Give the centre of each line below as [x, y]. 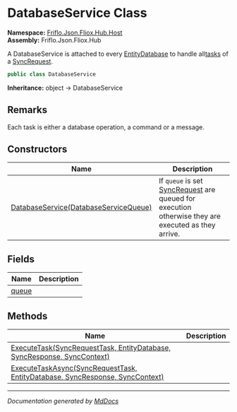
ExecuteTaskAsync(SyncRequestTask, [74, 368]
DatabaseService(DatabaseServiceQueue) [81, 208]
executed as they [187, 225]
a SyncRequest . [30, 61]
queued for [177, 199]
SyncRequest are [187, 190]
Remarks [28, 110]
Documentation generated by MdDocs [63, 401]
